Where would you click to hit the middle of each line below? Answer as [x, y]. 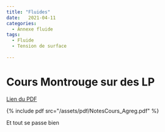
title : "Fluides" [28, 12]
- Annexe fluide [32, 29]
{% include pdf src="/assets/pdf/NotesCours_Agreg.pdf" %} [83, 111]
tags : [13, 35]
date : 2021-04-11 [31, 18]
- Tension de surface [39, 46]
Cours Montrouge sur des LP [81, 82]
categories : [21, 23]
